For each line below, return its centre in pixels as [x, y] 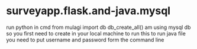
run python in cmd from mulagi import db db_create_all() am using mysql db [98, 27]
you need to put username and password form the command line [85, 40]
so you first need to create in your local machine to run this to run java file [96, 33]
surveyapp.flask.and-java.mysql [88, 11]
